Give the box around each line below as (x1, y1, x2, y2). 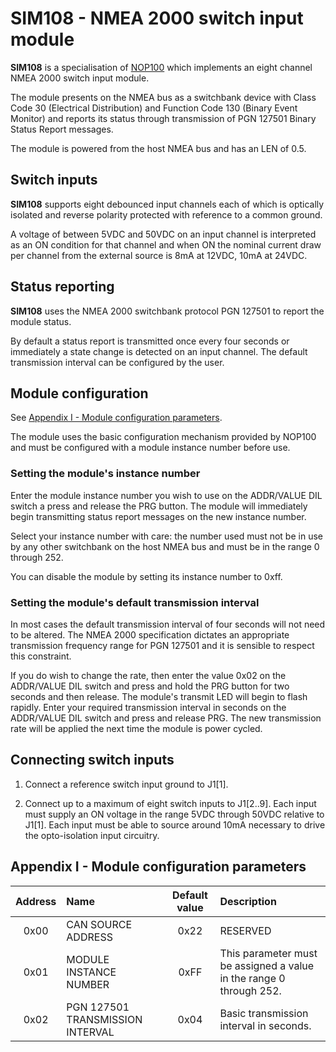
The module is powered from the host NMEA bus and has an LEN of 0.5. (10, 142, 307, 154)
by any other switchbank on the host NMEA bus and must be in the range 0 (10, 540, 320, 552)
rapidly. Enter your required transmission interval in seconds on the (10, 701, 287, 713)
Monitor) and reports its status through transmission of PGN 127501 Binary (10, 112, 317, 124)
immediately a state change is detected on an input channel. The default (10, 345, 308, 357)
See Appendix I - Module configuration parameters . (10, 412, 223, 424)
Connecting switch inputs (10, 752, 175, 769)
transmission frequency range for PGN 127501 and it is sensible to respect (10, 639, 315, 651)
